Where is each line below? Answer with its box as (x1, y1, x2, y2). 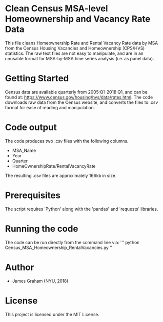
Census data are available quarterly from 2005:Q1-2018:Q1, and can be (5, 89, 148, 95)
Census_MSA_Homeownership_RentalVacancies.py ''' (5, 245, 114, 250)
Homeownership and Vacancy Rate (5, 13, 150, 25)
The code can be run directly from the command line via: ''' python (5, 239, 140, 245)
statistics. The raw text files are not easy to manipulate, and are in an (5, 50, 143, 56)
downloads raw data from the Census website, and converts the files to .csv (5, 99, 158, 105)
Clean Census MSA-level (5, 3, 108, 14)
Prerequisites (5, 190, 61, 201)
